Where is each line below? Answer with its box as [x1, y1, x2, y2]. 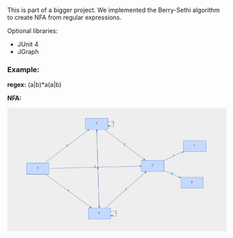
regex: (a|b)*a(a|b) [7, 80, 62, 89]
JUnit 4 [17, 40, 39, 48]
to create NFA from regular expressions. [7, 13, 122, 22]
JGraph [17, 48, 40, 56]
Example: [7, 65, 40, 74]
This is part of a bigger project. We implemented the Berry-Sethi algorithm [7, 6, 220, 14]
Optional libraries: [7, 27, 58, 35]
